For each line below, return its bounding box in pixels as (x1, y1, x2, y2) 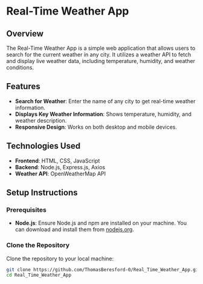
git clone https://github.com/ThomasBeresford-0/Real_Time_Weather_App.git (6, 266, 201, 272)
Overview (6, 29, 44, 39)
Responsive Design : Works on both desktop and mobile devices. (14, 123, 177, 130)
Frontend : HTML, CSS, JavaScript (14, 157, 100, 164)
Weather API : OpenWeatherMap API (14, 170, 106, 177)
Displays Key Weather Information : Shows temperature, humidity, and (14, 110, 192, 118)
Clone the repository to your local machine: (6, 255, 114, 262)
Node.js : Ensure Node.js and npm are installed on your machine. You (14, 220, 187, 227)
